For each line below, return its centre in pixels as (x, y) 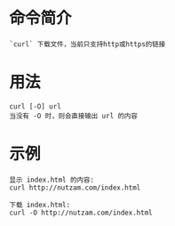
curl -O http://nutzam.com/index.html (81, 213)
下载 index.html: (40, 205)
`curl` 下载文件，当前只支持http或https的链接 (87, 44)
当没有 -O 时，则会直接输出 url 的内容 (73, 116)
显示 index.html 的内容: (52, 180)
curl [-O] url (36, 106)
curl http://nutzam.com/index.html (75, 188)
